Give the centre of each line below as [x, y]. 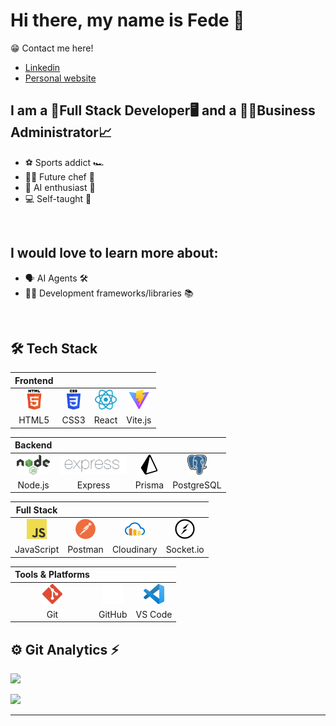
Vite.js [139, 420]
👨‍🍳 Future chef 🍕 [59, 176]
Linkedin [42, 67]
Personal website [60, 78]
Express [93, 485]
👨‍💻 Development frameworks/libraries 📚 [109, 293]
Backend [33, 445]
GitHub [113, 614]
